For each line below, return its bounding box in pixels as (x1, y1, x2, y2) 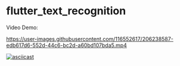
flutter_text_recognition (6, 4, 126, 18)
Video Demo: (6, 24, 39, 31)
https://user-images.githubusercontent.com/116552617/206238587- (6, 35, 174, 42)
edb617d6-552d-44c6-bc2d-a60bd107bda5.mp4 (6, 42, 127, 49)
